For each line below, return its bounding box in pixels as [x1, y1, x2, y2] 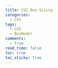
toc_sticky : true [5, 55, 42, 60]
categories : [5, 12, 30, 17]
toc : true [5, 50, 26, 55]
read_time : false [5, 46, 42, 51]
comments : [5, 36, 26, 41]
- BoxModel [10, 31, 33, 36]
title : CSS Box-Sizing [5, 7, 53, 13]
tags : [5, 21, 17, 27]
